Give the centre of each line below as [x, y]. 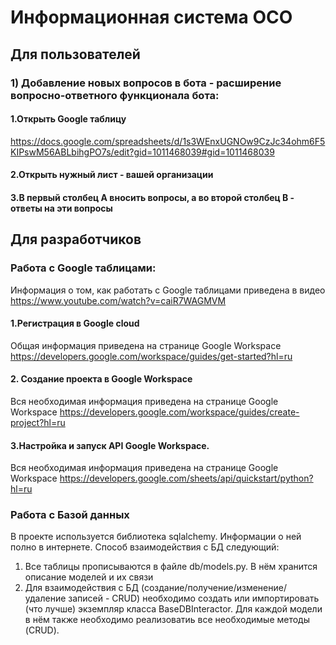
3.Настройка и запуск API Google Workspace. [110, 445]
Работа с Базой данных [70, 515]
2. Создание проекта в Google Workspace [101, 379]
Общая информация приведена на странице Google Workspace [146, 345]
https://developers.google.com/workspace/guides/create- [179, 412]
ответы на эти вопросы [61, 208]
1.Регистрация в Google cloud [75, 323]
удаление [45, 598]
